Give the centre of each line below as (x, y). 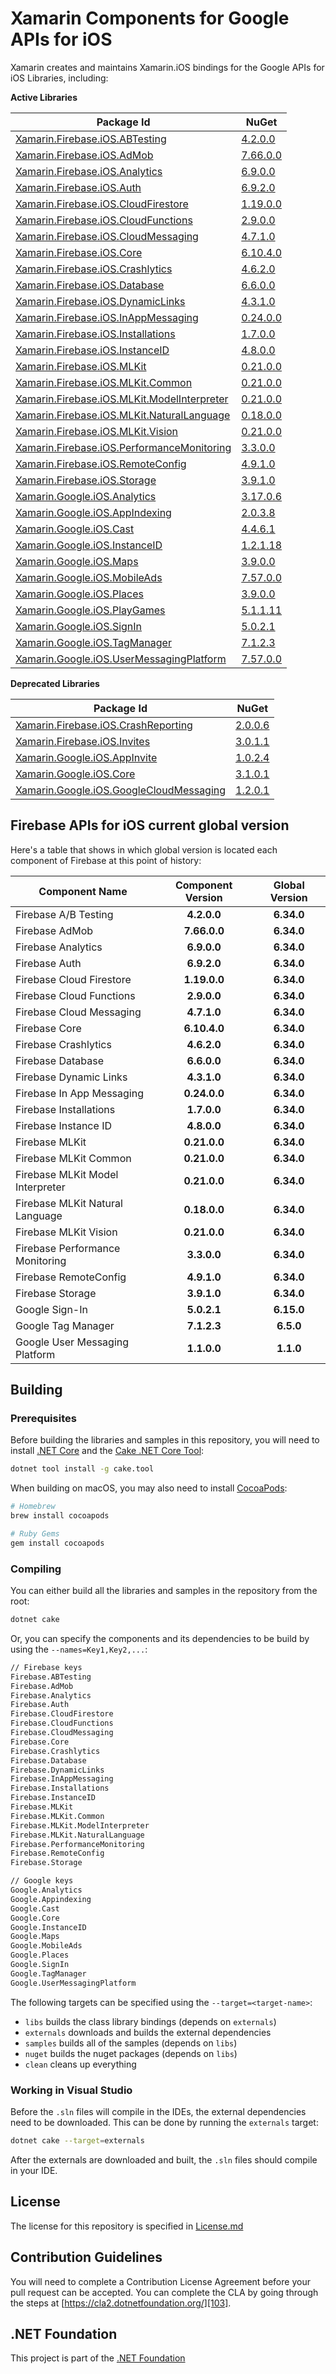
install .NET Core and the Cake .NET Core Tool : (107, 1451)
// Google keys (42, 1881)
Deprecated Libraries (55, 683)
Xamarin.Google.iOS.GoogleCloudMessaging (121, 790)
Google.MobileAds (46, 1946)
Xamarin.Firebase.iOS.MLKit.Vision (97, 431)
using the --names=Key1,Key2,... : (79, 1649)
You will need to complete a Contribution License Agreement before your (160, 2281)
